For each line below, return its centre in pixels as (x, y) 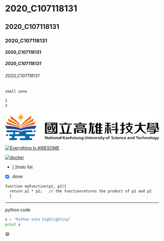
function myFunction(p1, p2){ (36, 187)
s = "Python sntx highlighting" (38, 219)
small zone (16, 91)
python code (18, 210)
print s (13, 225)
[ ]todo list (22, 167)
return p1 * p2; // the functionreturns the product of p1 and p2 (81, 192)
